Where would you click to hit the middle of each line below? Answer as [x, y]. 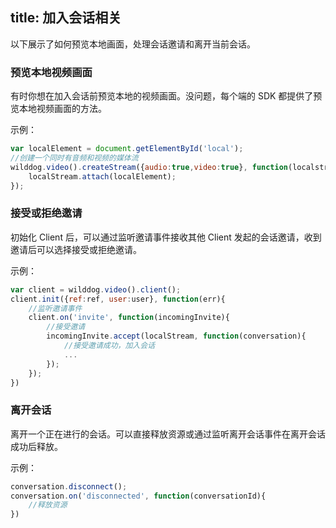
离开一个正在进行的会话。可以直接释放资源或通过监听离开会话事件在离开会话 [168, 434]
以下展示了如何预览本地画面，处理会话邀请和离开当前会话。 [133, 44]
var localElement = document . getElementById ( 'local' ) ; [127, 149]
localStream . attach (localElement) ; [102, 176]
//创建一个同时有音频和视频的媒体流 [74, 158]
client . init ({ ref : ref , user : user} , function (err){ [118, 299]
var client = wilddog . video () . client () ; [96, 289]
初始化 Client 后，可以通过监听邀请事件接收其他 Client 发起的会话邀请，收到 [166, 237]
